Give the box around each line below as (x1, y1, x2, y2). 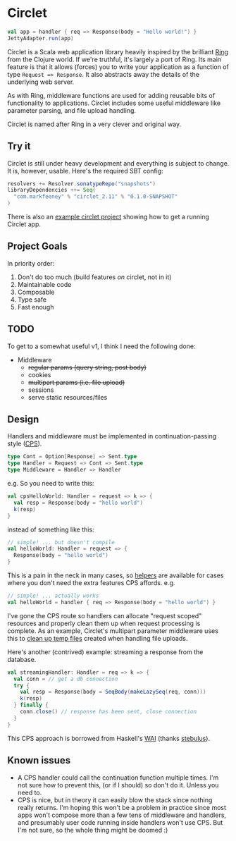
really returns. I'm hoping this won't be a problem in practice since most (17, 803, 227, 811)
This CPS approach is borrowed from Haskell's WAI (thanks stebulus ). (7, 734, 210, 742)
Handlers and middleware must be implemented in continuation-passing (7, 432, 217, 441)
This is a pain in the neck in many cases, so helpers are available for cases (7, 571, 224, 579)
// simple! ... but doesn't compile (7, 539, 115, 546)
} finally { (13, 701, 49, 709)
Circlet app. (7, 220, 41, 228)
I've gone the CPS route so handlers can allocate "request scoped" (7, 611, 202, 620)
